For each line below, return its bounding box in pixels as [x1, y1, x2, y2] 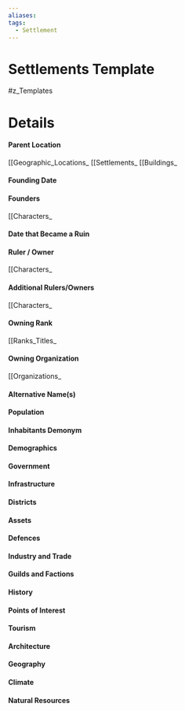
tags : [8, 19, 26, 27]
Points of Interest [8, 605, 66, 615]
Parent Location [8, 140, 61, 150]
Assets [8, 515, 32, 524]
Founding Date [8, 176, 57, 185]
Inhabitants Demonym [8, 425, 82, 435]
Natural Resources [8, 695, 71, 705]
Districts [8, 498, 37, 507]
